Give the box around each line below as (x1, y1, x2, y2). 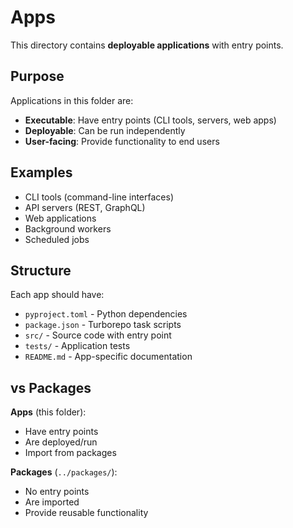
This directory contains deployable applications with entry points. (10, 39, 284, 51)
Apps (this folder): (10, 406, 87, 418)
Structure (10, 262, 72, 279)
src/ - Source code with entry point (24, 329, 172, 341)
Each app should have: (10, 289, 105, 301)
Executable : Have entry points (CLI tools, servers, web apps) (24, 114, 277, 126)
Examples (10, 164, 73, 181)
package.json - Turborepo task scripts (24, 319, 182, 331)
